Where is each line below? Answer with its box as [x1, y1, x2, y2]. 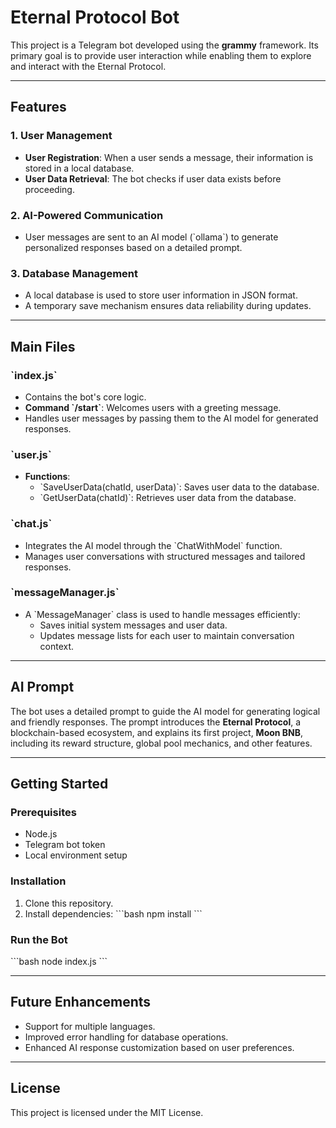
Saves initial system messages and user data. [39, 619, 228, 631]
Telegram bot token [24, 839, 106, 851]
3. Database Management [10, 266, 139, 280]
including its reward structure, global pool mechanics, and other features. [10, 737, 313, 749]
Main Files [10, 338, 76, 355]
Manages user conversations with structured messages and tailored [24, 550, 306, 562]
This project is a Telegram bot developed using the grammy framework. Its [10, 39, 319, 51]
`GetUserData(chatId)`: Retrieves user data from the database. [39, 492, 297, 504]
